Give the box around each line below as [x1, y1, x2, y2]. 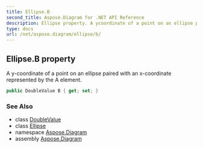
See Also [6, 102, 33, 111]
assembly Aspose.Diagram [14, 135, 82, 143]
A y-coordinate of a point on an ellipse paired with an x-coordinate [6, 69, 172, 77]
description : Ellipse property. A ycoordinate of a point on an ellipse [6, 20, 193, 26]
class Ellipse [14, 122, 47, 130]
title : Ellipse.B [6, 8, 50, 15]
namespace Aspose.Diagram [14, 129, 88, 136]
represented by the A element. [6, 76, 82, 83]
